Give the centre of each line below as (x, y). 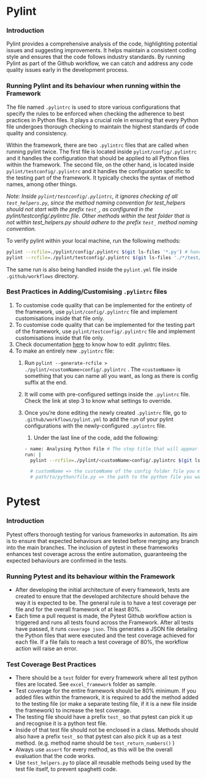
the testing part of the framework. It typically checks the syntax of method (100, 178)
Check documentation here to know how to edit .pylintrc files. (93, 344)
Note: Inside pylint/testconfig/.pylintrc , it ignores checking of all (92, 196)
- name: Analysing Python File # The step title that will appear (111, 449)
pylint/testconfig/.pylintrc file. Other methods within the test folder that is (98, 216)
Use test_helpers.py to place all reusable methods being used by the (103, 762)
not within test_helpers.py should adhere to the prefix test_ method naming (102, 222)
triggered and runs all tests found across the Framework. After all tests (105, 622)
